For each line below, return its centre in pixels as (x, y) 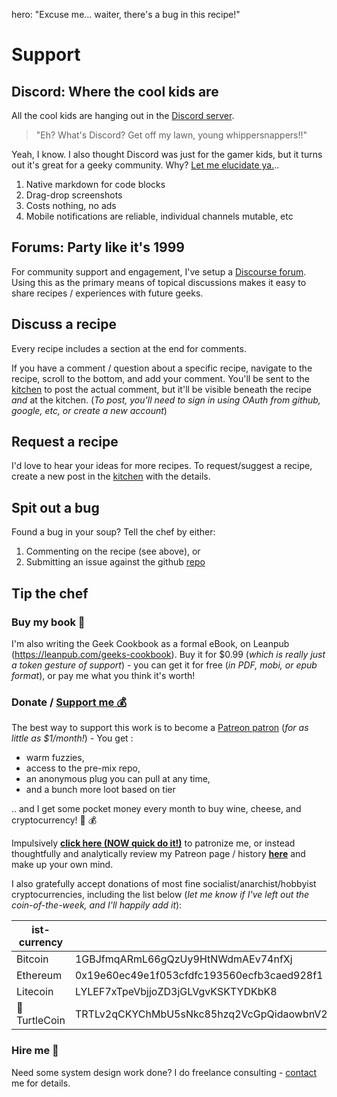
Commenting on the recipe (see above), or (113, 551)
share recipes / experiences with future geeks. (107, 293)
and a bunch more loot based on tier (100, 790)
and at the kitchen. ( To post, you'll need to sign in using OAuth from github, (166, 400)
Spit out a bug (55, 507)
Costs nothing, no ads (71, 205)
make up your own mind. (62, 865)
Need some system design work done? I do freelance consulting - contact (164, 1072)
